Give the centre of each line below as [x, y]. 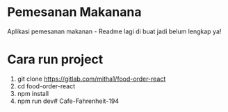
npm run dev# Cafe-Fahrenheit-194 [68, 101]
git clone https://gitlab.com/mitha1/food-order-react [91, 79]
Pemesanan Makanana [74, 12]
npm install [33, 93]
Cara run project [55, 59]
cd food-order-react [46, 86]
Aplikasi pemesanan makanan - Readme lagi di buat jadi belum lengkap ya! [114, 31]
